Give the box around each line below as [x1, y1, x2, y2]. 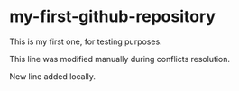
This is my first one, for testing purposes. [9, 36, 162, 47]
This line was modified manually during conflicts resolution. [9, 53, 231, 64]
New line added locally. [9, 70, 97, 82]
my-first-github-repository [9, 6, 216, 27]
